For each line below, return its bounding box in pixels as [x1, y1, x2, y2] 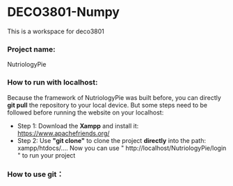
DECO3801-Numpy [7, 4, 120, 20]
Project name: [7, 44, 56, 54]
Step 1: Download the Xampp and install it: [17, 121, 139, 130]
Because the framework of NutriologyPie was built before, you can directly [7, 93, 221, 101]
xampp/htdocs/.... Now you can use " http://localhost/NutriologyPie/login [17, 144, 227, 152]
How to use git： [7, 169, 64, 179]
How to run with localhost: [7, 78, 98, 87]
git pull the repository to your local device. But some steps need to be [7, 101, 208, 109]
